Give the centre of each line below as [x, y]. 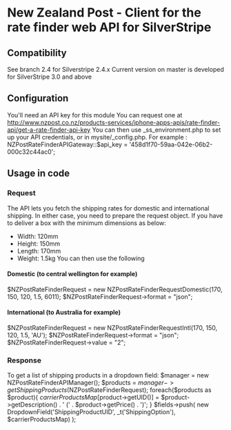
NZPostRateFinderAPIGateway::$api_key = [68, 144]
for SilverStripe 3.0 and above [49, 77]
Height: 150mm [39, 244]
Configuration [38, 98]
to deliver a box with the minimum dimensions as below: [87, 223]
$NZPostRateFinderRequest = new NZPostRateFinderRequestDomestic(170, [115, 289]
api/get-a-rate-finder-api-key [49, 130]
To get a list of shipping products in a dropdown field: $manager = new [108, 375]
